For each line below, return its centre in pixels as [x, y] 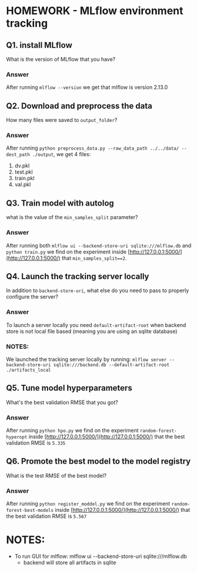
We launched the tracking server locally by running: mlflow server [86, 359]
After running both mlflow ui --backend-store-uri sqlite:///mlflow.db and [99, 245]
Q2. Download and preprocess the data [79, 106]
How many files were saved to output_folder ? [62, 120]
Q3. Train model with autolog [60, 203]
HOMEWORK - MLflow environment [95, 11]
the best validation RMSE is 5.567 [46, 516]
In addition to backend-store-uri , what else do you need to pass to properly [98, 290]
